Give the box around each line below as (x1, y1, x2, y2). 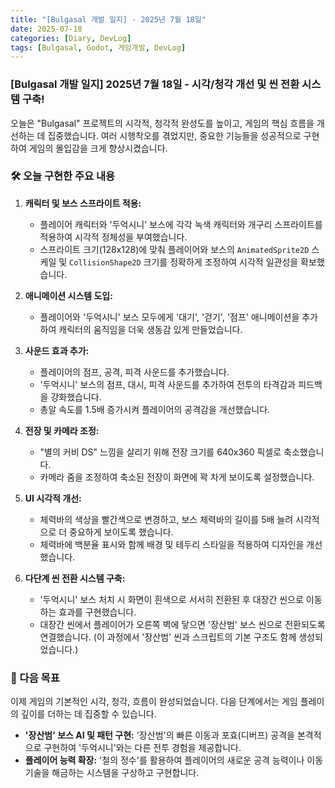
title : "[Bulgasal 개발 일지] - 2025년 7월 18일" (10, 14, 207, 25)
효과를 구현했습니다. (58, 606, 137, 618)
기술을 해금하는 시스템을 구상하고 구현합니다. (24, 767, 200, 779)
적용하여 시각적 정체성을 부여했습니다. (39, 231, 188, 243)
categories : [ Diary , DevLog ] (10, 33, 132, 43)
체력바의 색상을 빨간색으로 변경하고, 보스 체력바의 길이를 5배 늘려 (39, 513, 294, 525)
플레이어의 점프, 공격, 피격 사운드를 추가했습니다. (39, 366, 230, 378)
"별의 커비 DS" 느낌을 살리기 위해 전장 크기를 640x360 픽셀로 (39, 446, 282, 458)
